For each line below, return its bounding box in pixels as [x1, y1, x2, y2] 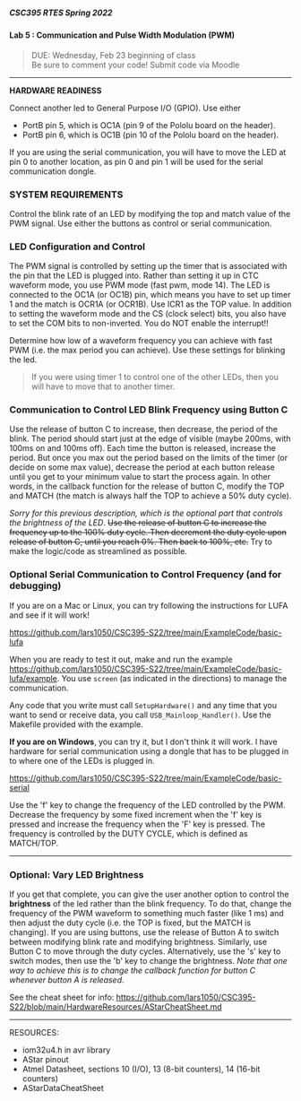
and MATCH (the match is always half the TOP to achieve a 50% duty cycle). [9, 490, 292, 501]
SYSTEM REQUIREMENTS [9, 188, 124, 201]
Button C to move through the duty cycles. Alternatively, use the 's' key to [9, 946, 281, 957]
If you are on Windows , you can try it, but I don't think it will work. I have [9, 736, 278, 747]
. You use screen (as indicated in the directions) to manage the [56, 672, 288, 683]
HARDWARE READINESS [9, 85, 102, 96]
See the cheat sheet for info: [9, 992, 115, 1003]
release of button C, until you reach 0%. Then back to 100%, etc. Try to [9, 536, 273, 547]
